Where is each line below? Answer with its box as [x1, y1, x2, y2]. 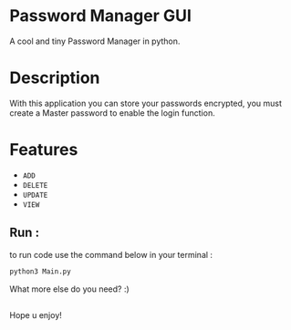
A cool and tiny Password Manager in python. [9, 36, 181, 46]
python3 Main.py [9, 266, 71, 276]
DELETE [22, 180, 48, 190]
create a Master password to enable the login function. [9, 107, 216, 119]
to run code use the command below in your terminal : [9, 249, 213, 260]
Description [9, 67, 100, 88]
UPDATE [22, 191, 48, 200]
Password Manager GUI [9, 5, 192, 26]
